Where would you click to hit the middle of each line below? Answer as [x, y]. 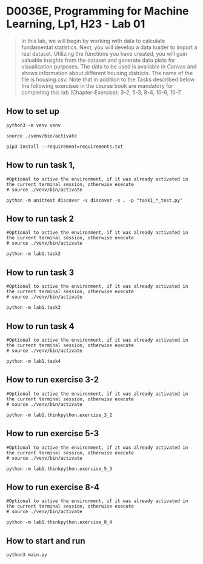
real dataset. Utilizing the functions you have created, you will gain [104, 53]
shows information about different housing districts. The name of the [107, 73]
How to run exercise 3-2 [52, 380]
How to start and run [46, 541]
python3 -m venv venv [34, 125]
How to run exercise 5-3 [53, 433]
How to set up [33, 111]
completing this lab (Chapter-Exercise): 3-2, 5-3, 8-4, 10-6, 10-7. [101, 92]
